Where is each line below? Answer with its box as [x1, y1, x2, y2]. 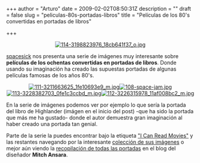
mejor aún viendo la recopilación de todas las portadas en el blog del [6, 145, 176, 152]
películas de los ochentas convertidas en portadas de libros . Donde [6, 59, 177, 66]
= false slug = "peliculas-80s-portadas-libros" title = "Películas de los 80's [6, 11, 190, 19]
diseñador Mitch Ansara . [6, 151, 68, 158]
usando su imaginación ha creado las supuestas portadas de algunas [6, 65, 177, 73]
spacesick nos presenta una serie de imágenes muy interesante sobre [6, 53, 179, 59]
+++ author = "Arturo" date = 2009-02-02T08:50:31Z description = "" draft [6, 5, 191, 12]
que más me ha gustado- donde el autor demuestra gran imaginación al [6, 114, 183, 121]
